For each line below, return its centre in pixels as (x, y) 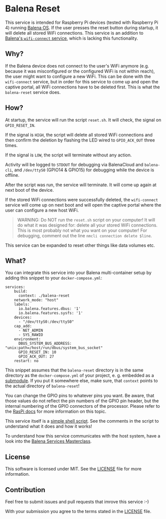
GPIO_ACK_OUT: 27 (36, 357)
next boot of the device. (29, 190)
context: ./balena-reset (44, 296)
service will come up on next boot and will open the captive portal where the (83, 205)
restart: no (26, 361)
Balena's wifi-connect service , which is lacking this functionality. (72, 38)
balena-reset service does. (33, 92)
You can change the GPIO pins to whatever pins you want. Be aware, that (80, 396)
